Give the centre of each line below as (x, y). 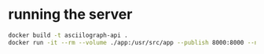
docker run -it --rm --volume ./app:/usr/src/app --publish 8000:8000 (126, 42)
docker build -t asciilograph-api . (68, 35)
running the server (70, 14)
